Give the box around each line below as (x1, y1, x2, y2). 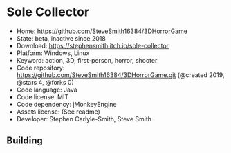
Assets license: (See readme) (16, 108, 101, 116)
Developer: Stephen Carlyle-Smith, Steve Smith (16, 114, 152, 123)
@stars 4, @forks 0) (16, 78, 74, 86)
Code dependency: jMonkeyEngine (16, 100, 117, 108)
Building (6, 135, 43, 147)
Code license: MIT (16, 92, 69, 101)
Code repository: (16, 63, 65, 72)
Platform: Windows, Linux (16, 49, 90, 57)
